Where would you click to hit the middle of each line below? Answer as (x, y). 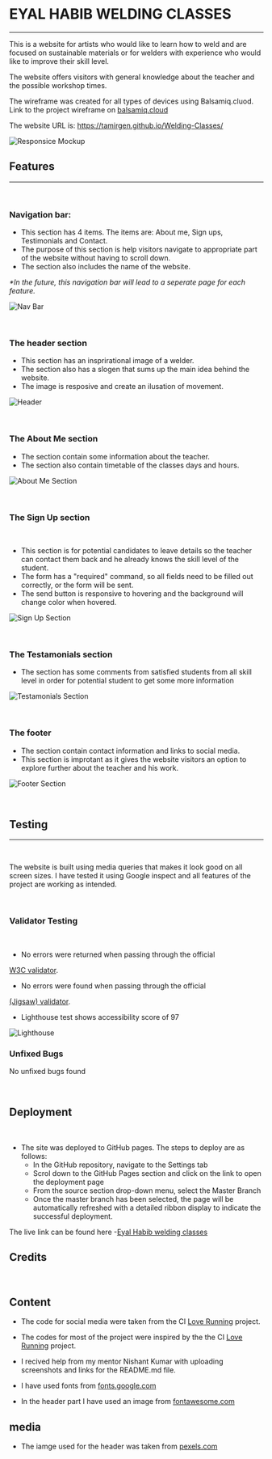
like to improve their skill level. (59, 61)
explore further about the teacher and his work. (100, 768)
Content (30, 1302)
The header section (48, 343)
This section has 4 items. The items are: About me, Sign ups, (122, 232)
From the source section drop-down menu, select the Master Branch (147, 1190)
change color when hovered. (69, 602)
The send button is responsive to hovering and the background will (132, 593)
